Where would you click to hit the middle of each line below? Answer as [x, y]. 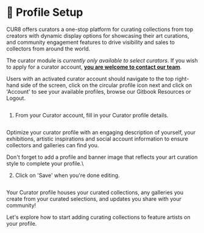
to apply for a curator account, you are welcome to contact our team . [94, 67]
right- [182, 78]
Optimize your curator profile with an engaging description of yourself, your [101, 132]
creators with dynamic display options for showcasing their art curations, [98, 35]
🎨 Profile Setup [45, 12]
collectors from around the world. [48, 49]
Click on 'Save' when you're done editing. [67, 175]
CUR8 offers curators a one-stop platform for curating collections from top [100, 29]
